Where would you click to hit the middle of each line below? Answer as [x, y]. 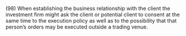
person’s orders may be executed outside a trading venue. [77, 27]
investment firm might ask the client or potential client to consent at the [93, 15]
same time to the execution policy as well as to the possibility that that [91, 21]
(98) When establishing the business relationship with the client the [88, 8]
